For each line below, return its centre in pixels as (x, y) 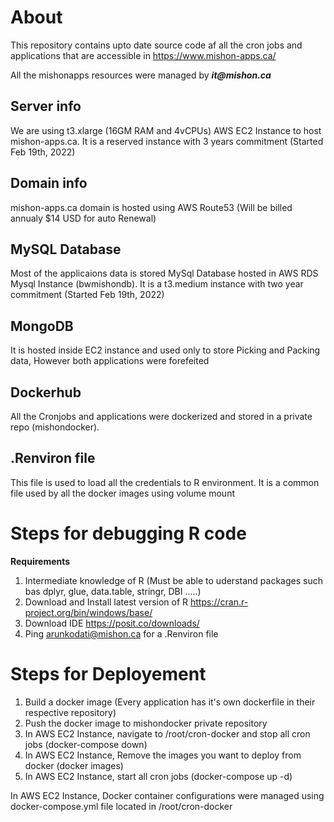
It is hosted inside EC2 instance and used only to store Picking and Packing (165, 350)
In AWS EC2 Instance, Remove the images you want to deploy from (163, 755)
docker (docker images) (74, 765)
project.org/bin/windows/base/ (88, 612)
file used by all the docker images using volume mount (123, 493)
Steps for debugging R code (128, 533)
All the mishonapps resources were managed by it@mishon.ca (141, 75)
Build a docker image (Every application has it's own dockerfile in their (170, 702)
